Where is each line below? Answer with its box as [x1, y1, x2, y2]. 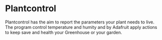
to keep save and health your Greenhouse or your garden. [5, 29, 122, 35]
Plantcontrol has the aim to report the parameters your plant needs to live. [5, 19, 155, 25]
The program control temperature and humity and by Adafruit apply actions [5, 24, 158, 30]
